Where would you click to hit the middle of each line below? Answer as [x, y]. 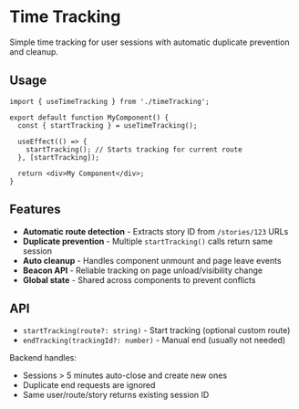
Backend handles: [43, 358]
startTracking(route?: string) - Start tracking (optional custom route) [156, 330]
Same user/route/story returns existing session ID [116, 395]
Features [35, 210]
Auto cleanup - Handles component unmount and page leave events [152, 260]
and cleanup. [34, 51]
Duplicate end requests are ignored [89, 385]
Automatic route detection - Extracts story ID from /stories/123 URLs [155, 231]
